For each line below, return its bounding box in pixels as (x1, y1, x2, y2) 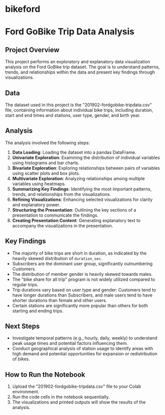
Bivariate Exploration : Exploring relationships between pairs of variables (12, 165, 160, 171)
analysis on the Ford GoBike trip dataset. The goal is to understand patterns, (5, 64, 160, 70)
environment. (12, 389, 39, 395)
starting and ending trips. (12, 307, 64, 314)
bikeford (5, 3, 40, 15)
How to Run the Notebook (5, 370, 85, 378)
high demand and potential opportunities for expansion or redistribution (12, 351, 158, 357)
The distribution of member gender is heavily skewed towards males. (12, 271, 153, 277)
